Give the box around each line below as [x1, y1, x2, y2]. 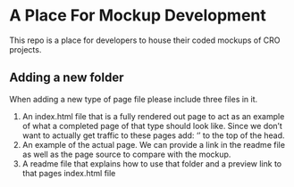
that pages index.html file [21, 167, 116, 178]
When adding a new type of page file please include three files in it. [9, 93, 258, 104]
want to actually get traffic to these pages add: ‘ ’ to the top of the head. [21, 130, 285, 141]
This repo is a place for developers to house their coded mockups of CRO [9, 35, 281, 45]
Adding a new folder [9, 70, 124, 85]
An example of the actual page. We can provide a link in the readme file [21, 139, 286, 150]
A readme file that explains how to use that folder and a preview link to [21, 158, 282, 169]
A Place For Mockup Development [9, 5, 266, 26]
